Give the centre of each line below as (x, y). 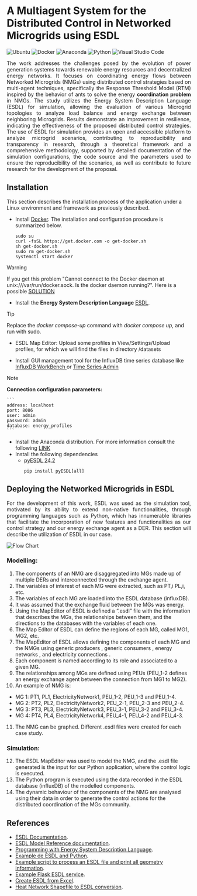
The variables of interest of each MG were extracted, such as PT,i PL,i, (100, 586)
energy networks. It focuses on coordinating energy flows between (99, 76)
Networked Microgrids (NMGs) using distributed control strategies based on (99, 82)
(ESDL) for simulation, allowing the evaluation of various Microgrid (99, 107)
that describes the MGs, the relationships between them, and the (93, 617)
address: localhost (30, 405)
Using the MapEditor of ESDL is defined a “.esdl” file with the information (103, 611)
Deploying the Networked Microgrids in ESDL (91, 489)
